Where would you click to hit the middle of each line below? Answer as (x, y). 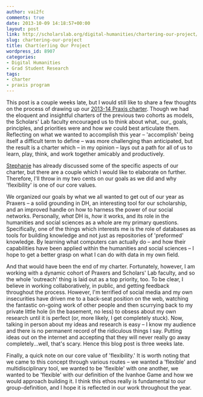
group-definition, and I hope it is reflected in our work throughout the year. (99, 388)
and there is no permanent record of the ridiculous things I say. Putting (94, 331)
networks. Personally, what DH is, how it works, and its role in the (88, 216)
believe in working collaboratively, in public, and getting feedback (88, 286)
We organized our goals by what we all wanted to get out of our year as (95, 197)
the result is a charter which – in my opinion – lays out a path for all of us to (99, 147)
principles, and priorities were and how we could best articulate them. (93, 128)
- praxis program (28, 85)
